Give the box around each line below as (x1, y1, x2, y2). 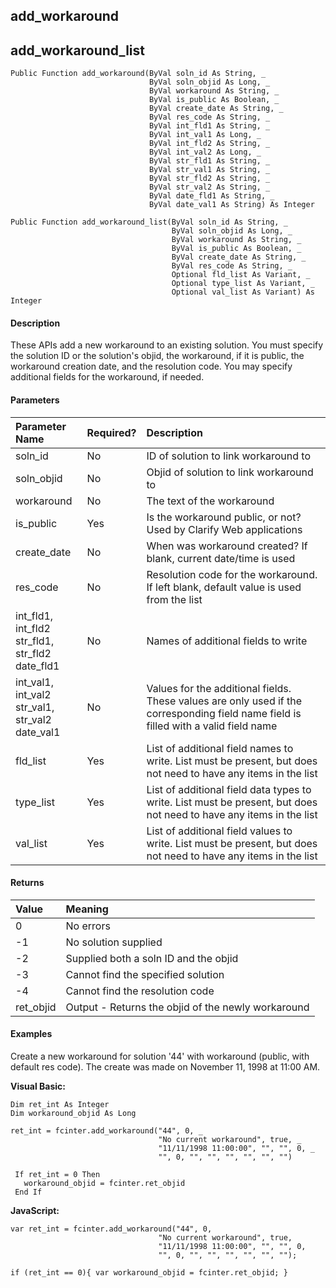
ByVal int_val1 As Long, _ (148, 130, 262, 140)
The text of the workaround (146, 494, 275, 508)
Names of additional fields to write (146, 634, 308, 648)
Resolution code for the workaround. (146, 567, 318, 581)
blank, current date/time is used (146, 551, 296, 565)
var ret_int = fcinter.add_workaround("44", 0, (10, 1224, 213, 1234)
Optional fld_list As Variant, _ (171, 270, 311, 280)
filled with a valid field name (146, 719, 278, 733)
